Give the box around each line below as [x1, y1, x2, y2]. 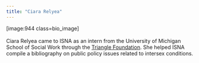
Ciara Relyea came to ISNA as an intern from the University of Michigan [6, 37, 181, 44]
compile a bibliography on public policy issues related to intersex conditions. [6, 49, 194, 57]
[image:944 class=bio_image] [6, 25, 79, 32]
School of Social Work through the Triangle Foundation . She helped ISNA [6, 44, 185, 51]
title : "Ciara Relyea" [6, 8, 62, 15]
